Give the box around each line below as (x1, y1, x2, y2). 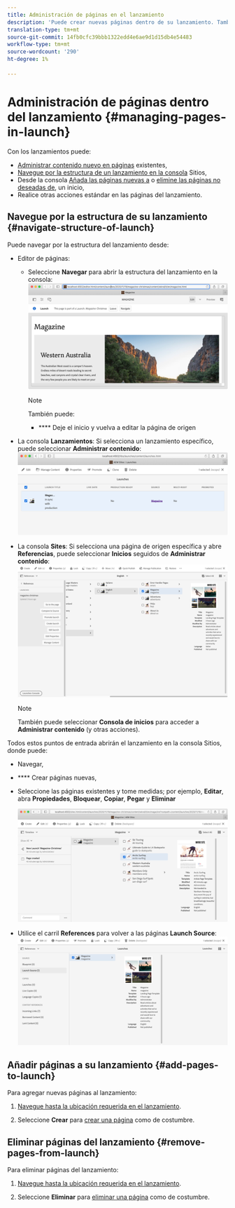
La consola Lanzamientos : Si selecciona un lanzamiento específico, (17, 437, 214, 445)
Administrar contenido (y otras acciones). (17, 726, 141, 734)
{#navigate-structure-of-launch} (7, 222, 155, 234)
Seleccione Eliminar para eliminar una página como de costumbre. (17, 1193, 210, 1202)
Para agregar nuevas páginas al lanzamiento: (7, 1089, 137, 1097)
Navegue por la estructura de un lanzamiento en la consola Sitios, (17, 168, 208, 177)
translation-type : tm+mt (7, 26, 80, 33)
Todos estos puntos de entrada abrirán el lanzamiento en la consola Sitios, (7, 739, 222, 747)
